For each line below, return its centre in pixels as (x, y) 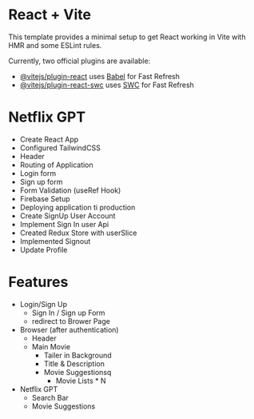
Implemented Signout (55, 241)
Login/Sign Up (44, 304)
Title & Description (74, 363)
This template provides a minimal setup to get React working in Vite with (127, 37)
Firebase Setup (45, 198)
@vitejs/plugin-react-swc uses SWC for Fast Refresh (107, 85)
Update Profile (44, 249)
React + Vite (50, 15)
